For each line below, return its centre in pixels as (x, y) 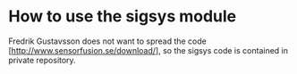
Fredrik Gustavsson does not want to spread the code (107, 41)
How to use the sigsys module (123, 16)
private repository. (42, 60)
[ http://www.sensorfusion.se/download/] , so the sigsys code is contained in (148, 50)
